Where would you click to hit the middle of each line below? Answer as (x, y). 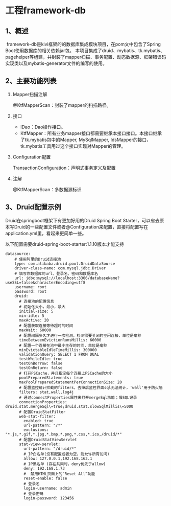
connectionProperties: (43, 402)
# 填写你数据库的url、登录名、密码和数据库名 (56, 273)
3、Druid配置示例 (33, 207)
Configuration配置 (32, 157)
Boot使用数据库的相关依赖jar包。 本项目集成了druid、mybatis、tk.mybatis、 (85, 51)
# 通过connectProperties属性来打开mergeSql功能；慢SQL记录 (78, 397)
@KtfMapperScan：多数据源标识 (47, 189)
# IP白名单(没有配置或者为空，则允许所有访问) (67, 454)
